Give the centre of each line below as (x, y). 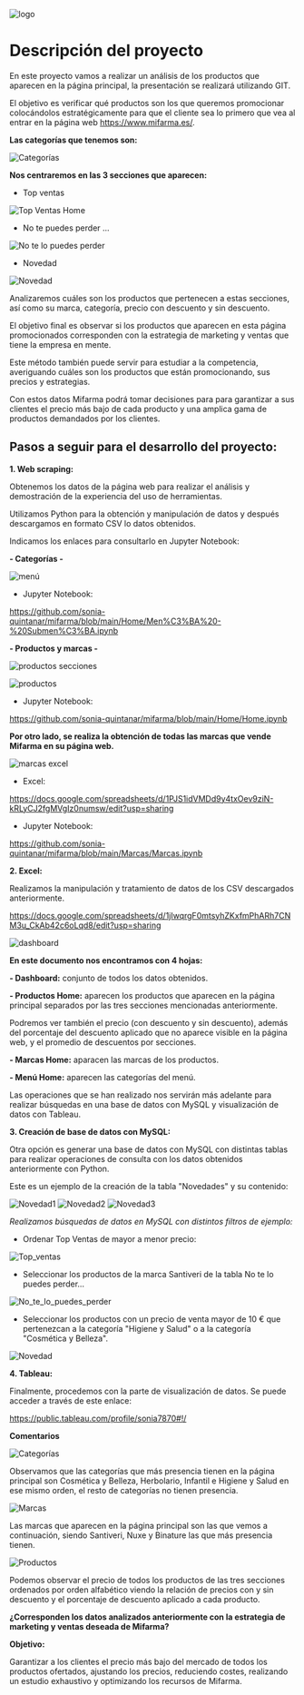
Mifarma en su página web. (62, 745)
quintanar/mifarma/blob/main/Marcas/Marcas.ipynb (106, 852)
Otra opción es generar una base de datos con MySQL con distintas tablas (149, 1149)
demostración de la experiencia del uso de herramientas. (116, 496)
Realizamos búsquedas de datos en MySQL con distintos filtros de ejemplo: (151, 1221)
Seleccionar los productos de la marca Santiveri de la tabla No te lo (148, 1274)
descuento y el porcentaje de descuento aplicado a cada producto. (135, 1599)
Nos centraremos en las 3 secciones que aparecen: (108, 175)
